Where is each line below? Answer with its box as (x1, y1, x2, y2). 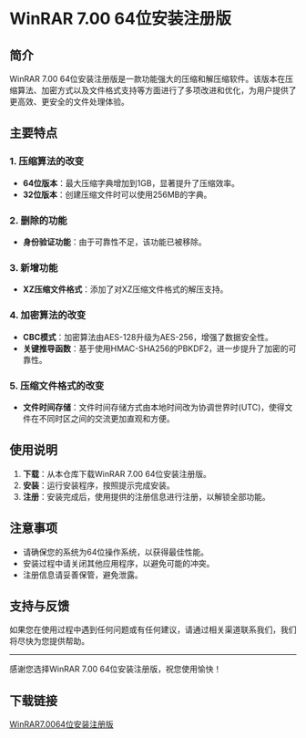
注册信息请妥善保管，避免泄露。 (22, 569, 143, 580)
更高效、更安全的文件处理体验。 (9, 97, 129, 107)
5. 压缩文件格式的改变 (9, 379, 105, 392)
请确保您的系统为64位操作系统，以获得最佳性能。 (22, 546, 209, 557)
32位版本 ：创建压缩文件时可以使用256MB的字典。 (22, 189, 212, 200)
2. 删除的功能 (9, 213, 67, 226)
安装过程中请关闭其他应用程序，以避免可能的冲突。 (22, 557, 215, 568)
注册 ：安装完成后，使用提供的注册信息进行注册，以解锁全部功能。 (22, 491, 270, 502)
